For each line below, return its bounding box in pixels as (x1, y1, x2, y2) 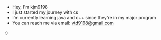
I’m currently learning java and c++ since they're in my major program (12, 15, 156, 20)
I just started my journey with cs (12, 9, 78, 15)
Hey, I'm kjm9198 (12, 4, 48, 10)
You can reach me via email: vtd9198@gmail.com (12, 20, 114, 26)
